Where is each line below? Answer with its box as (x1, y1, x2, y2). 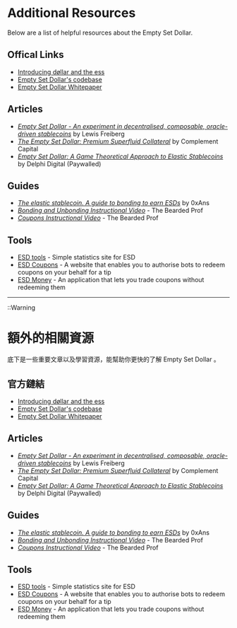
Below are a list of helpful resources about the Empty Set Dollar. (7, 28, 193, 37)
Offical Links (7, 49, 64, 61)
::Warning (7, 303, 36, 312)
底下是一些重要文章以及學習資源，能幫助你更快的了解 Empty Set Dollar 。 (7, 355, 220, 364)
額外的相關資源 (7, 330, 95, 347)
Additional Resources (7, 5, 136, 21)
